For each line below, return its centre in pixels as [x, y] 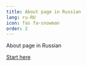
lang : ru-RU [21, 17]
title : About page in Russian [44, 12]
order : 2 [17, 28]
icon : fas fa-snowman [33, 23]
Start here [18, 57]
